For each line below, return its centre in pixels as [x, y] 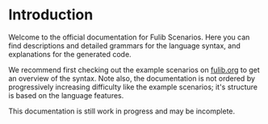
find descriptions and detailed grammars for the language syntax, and [124, 45]
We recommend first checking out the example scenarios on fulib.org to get [134, 69]
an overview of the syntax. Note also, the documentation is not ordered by [132, 78]
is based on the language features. [66, 95]
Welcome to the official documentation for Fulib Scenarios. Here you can [129, 37]
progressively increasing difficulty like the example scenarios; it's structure [133, 87]
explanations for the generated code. [70, 54]
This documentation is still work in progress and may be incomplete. [122, 111]
